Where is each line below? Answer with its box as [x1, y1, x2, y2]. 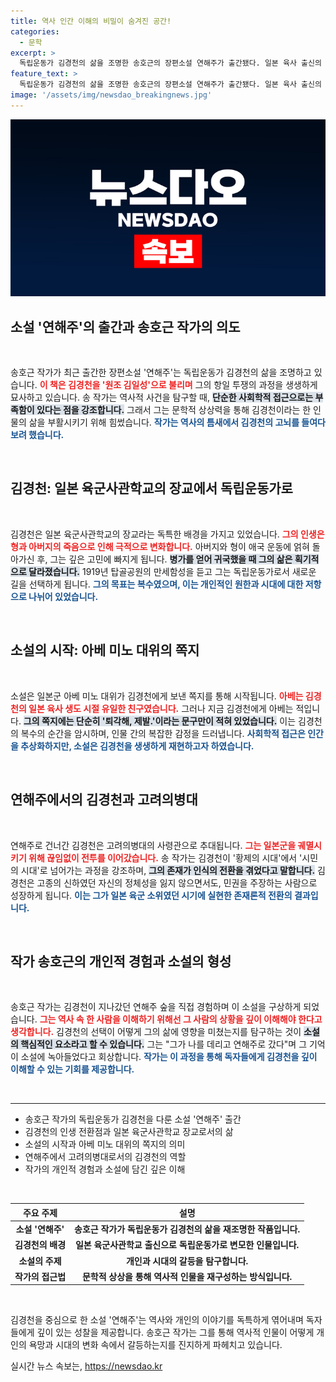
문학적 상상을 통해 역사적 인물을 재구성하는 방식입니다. [81, 1270, 293, 1282]
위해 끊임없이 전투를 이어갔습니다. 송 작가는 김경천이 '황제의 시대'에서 [28, 851, 298, 864]
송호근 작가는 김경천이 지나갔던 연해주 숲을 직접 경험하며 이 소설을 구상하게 [10, 1001, 302, 1013]
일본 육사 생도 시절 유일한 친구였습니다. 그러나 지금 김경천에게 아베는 [28, 702, 294, 714]
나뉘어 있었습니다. [28, 590, 99, 602]
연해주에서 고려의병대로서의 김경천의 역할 [24, 1151, 187, 1163]
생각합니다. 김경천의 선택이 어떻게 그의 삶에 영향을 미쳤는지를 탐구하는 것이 [10, 1026, 302, 1038]
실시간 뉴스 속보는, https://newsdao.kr [10, 1360, 163, 1372]
